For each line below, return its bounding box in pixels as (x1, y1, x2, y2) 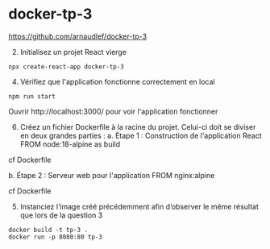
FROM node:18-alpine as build (19, 139, 121, 149)
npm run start (8, 92, 56, 101)
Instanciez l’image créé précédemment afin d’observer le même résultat (19, 201, 260, 211)
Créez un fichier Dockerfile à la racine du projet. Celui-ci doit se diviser (19, 122, 256, 131)
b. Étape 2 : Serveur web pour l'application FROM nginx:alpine (8, 170, 215, 180)
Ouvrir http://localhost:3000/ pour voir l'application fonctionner (8, 106, 218, 116)
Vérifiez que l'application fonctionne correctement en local (19, 77, 215, 86)
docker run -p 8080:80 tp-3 (8, 233, 103, 241)
